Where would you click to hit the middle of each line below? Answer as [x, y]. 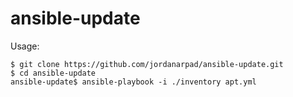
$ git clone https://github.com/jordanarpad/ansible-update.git [147, 64]
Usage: [25, 46]
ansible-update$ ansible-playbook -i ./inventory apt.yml [133, 82]
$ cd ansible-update [53, 73]
